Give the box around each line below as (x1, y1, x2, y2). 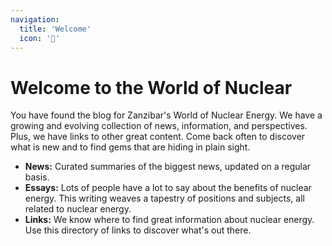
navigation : (10, 14, 60, 25)
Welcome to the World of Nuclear (10, 76, 293, 99)
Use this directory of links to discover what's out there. (24, 224, 252, 236)
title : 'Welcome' (19, 24, 92, 34)
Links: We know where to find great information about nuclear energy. (24, 214, 315, 226)
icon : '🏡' (19, 33, 60, 43)
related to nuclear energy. (24, 203, 132, 215)
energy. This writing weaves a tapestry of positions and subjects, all (24, 192, 305, 205)
